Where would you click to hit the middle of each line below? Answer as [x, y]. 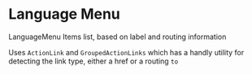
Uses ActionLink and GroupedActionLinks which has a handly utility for [126, 52]
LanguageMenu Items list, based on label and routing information [117, 37]
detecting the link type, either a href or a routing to [93, 61]
